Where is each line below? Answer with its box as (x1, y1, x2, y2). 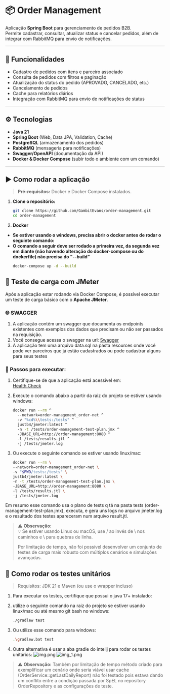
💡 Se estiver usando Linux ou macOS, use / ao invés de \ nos (17, 528, 145, 534)
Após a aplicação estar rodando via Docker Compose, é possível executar (5, 291, 159, 297)
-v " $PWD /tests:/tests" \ (12, 469, 67, 475)
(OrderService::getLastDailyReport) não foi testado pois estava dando (17, 672, 163, 678)
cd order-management (12, 213, 56, 218)
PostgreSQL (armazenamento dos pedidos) (12, 139, 104, 145)
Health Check (12, 383, 41, 389)
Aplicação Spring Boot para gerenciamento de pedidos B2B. (5, 24, 132, 31)
